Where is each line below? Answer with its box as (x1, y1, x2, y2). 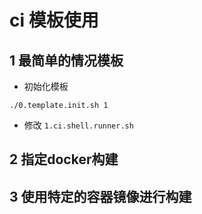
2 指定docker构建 (9, 151, 119, 168)
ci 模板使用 (9, 9, 99, 32)
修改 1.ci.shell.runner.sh (23, 119, 134, 131)
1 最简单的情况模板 (9, 52, 124, 69)
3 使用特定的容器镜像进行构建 (9, 188, 192, 205)
